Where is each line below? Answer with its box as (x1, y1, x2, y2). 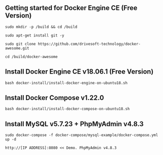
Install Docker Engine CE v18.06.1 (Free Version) (5, 68, 154, 76)
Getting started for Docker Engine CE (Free (5, 4, 138, 12)
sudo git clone (5, 41, 36, 46)
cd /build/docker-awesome (5, 54, 58, 59)
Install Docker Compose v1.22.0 (5, 94, 104, 102)
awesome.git (5, 46, 29, 51)
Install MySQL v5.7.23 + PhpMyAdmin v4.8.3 (5, 119, 144, 128)
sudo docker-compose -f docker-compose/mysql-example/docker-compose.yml (5, 133, 159, 138)
